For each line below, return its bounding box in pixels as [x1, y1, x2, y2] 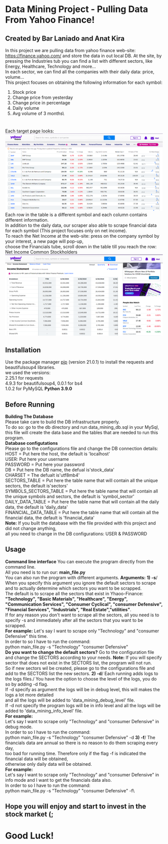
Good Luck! [5, 830, 54, 841]
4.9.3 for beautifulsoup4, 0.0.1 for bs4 [5, 380, 82, 387]
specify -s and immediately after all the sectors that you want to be [5, 617, 143, 623]
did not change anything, [5, 526, 56, 532]
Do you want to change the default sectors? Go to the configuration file [5, 649, 154, 655]
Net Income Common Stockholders [5, 249, 77, 255]
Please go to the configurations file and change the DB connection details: [5, 445, 158, 452]
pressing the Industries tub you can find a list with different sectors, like [5, 58, 152, 64]
